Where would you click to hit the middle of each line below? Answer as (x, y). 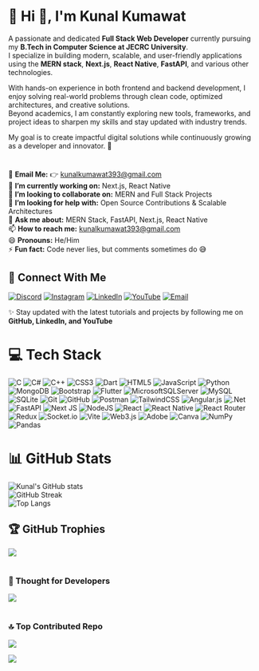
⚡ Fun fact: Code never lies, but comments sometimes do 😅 (108, 249)
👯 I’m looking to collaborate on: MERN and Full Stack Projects (110, 194)
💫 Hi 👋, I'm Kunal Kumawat (97, 16)
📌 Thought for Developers (59, 581)
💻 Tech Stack (55, 355)
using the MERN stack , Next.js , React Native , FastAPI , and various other (129, 64)
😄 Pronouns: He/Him (44, 240)
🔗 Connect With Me (57, 278)
